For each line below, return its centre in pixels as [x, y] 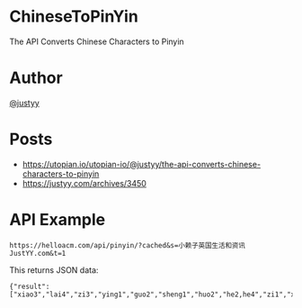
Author [36, 78]
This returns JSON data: [54, 270]
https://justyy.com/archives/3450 [84, 183]
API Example [58, 220]
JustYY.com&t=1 [38, 253]
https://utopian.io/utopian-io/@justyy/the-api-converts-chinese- [142, 164]
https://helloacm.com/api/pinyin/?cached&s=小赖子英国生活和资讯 [127, 245]
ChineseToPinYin [74, 17]
